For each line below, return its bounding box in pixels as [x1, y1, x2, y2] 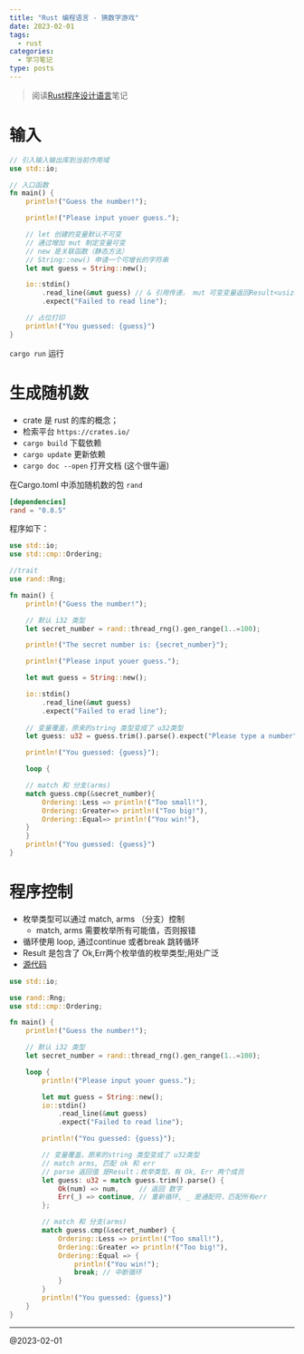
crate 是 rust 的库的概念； [22, 414, 119, 425]
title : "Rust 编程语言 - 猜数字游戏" [9, 13, 139, 23]
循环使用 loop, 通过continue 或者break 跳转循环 [22, 936, 200, 947]
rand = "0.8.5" [9, 505, 67, 515]
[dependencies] [9, 497, 67, 506]
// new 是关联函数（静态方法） [25, 247, 128, 256]
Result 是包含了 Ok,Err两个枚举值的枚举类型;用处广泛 [22, 947, 220, 958]
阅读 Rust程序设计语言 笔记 [31, 90, 128, 101]
